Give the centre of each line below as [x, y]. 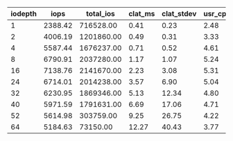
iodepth [24, 14]
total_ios [101, 14]
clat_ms [141, 14]
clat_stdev [179, 14]
